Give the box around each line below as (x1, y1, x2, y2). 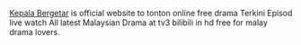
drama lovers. (9, 27, 60, 37)
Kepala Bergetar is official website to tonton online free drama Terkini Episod (9, 8, 293, 18)
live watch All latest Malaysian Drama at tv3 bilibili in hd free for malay (9, 17, 268, 28)
